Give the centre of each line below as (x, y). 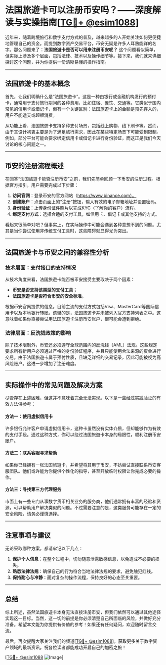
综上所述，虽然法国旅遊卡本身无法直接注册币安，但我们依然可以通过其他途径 (83, 612)
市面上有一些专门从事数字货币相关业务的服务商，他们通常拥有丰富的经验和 (81, 501)
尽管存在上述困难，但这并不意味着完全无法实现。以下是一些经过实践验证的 (81, 398)
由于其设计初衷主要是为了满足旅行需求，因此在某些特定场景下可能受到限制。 (83, 132)
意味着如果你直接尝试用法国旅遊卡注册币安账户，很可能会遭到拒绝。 (74, 319)
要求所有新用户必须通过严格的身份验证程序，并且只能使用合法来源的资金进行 (83, 351)
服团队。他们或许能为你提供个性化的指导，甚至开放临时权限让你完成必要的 (81, 471)
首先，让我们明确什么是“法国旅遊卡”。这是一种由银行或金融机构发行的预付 (81, 96)
